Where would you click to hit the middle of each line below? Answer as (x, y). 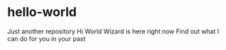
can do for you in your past (46, 38)
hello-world (42, 12)
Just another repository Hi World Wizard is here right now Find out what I (113, 31)
